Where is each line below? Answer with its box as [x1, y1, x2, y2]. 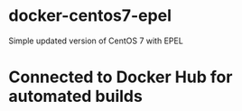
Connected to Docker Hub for [8, 67, 233, 88]
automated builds [8, 87, 144, 106]
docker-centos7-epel [8, 5, 172, 26]
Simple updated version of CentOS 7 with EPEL [8, 35, 184, 46]
